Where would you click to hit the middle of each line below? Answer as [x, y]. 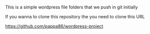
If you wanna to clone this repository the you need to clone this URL [75, 17]
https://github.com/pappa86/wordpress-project [54, 26]
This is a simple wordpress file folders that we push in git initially [71, 7]
